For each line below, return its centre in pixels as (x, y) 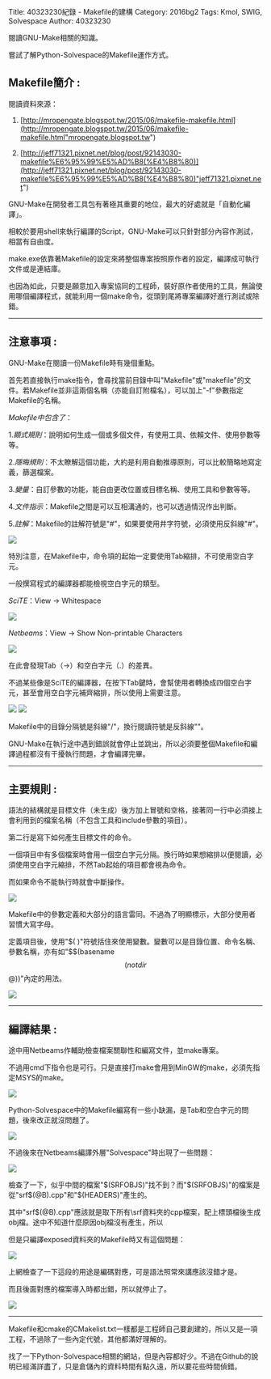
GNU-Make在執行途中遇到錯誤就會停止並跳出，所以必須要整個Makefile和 (130, 744)
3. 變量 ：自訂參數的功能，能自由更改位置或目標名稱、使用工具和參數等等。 (132, 489)
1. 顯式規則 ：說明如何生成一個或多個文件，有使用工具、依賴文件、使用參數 (131, 435)
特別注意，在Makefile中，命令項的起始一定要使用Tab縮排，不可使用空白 (128, 556)
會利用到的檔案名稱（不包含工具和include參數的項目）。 (100, 821)
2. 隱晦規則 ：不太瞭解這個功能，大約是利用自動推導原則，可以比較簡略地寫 (132, 462)
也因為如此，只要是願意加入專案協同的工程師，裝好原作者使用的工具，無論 (132, 286)
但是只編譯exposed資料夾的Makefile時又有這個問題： (97, 1240)
